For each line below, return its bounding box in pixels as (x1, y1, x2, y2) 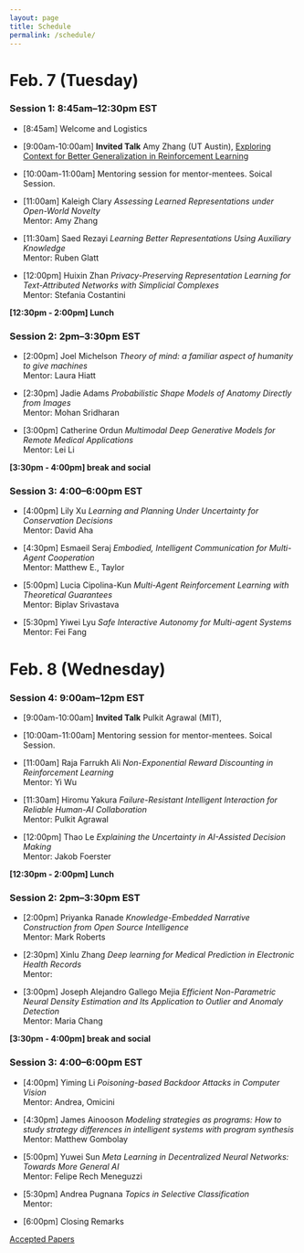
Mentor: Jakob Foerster (22, 851, 111, 862)
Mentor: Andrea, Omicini (22, 1096, 116, 1107)
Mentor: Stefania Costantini (22, 289, 126, 300)
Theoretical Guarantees (22, 589, 112, 600)
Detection (22, 1006, 60, 1017)
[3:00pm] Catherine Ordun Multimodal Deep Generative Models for (22, 425, 276, 436)
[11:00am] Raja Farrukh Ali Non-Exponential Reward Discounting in (22, 757, 274, 768)
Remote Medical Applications (22, 435, 134, 446)
